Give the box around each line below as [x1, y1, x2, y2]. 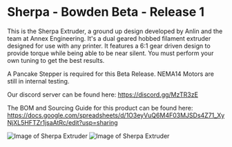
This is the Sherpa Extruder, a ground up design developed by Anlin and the [7, 27, 223, 35]
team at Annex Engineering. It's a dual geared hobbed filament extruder [7, 34, 211, 42]
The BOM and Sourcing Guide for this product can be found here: [7, 104, 193, 112]
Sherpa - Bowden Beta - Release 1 [7, 4, 205, 20]
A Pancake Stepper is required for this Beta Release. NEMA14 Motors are [7, 70, 214, 78]
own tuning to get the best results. [7, 56, 105, 64]
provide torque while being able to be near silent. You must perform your [7, 49, 214, 57]
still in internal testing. [7, 77, 70, 85]
